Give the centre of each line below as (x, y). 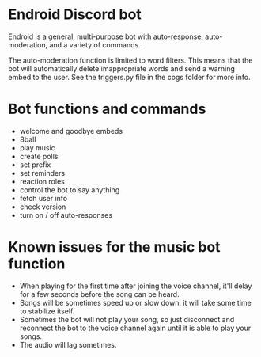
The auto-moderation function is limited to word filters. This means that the (130, 60)
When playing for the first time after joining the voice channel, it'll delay (136, 286)
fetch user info (43, 198)
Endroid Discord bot (75, 15)
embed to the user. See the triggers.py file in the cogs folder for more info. (129, 77)
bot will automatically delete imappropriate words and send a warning (122, 68)
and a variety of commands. (95, 44)
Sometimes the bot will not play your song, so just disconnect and (127, 319)
